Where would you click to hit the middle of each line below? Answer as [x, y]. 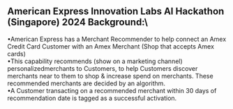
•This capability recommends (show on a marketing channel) [95, 61]
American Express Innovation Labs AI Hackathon [116, 11]
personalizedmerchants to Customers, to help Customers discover [103, 68]
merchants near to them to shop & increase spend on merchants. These [111, 76]
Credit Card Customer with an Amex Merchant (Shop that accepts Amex [111, 46]
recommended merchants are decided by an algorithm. [87, 83]
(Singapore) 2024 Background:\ [78, 23]
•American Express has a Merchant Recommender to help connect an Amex [117, 39]
